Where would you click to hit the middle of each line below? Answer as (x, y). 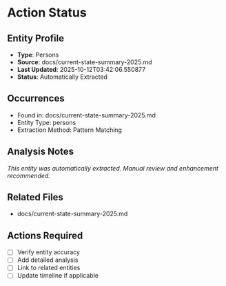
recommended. (29, 175)
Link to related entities (49, 268)
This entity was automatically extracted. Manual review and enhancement (113, 168)
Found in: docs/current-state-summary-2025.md (86, 115)
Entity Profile (35, 38)
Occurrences (36, 98)
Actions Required (45, 235)
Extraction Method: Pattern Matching (70, 130)
